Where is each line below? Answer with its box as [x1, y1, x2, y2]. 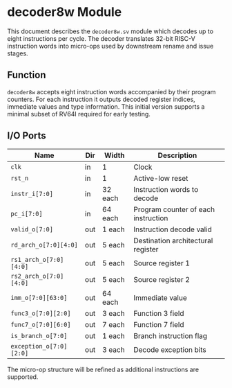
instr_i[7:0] [10, 190, 54, 197]
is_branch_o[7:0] [10, 332, 68, 339]
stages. [7, 49, 29, 58]
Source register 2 [133, 274, 190, 284]
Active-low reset [133, 173, 188, 183]
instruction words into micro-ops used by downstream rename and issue [7, 42, 214, 50]
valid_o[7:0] [10, 225, 54, 233]
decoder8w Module [7, 4, 122, 20]
